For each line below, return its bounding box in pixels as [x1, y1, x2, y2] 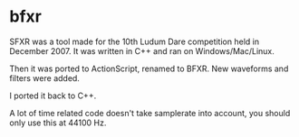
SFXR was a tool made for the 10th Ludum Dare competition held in [9, 36, 260, 47]
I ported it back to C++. [9, 90, 97, 101]
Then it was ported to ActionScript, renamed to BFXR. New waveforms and [9, 63, 289, 74]
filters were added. [9, 72, 80, 83]
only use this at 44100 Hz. [9, 117, 107, 128]
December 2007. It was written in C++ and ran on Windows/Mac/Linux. [9, 45, 275, 56]
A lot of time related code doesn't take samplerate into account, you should [9, 107, 291, 118]
